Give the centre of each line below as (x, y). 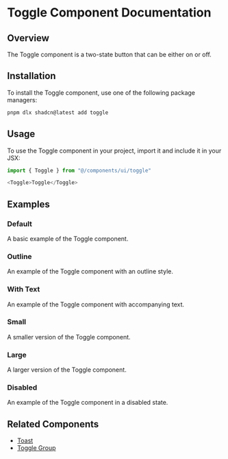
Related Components (53, 424)
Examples (28, 204)
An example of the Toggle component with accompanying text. (96, 304)
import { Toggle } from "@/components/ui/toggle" (79, 170)
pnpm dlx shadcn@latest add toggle (58, 112)
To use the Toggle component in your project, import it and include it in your (114, 150)
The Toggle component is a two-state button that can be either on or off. (110, 54)
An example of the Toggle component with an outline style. (90, 271)
